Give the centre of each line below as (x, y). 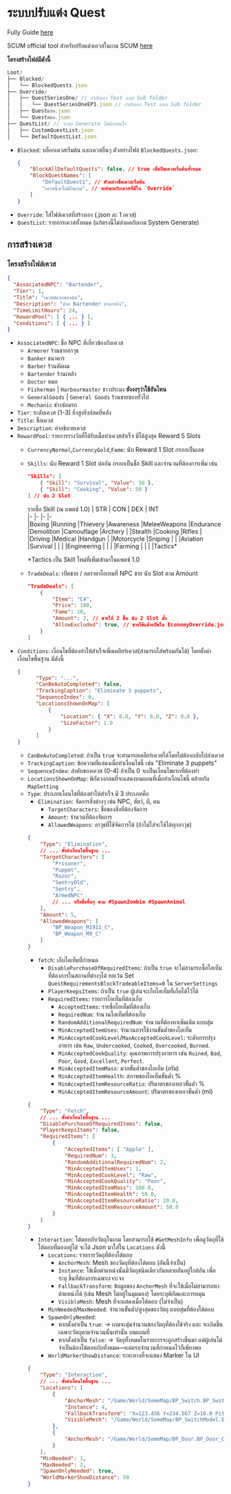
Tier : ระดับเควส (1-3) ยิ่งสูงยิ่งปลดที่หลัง (64, 412)
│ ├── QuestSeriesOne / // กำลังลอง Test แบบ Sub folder (88, 98)
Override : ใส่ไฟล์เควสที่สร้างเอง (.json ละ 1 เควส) (77, 215)
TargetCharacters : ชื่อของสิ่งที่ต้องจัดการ (98, 809)
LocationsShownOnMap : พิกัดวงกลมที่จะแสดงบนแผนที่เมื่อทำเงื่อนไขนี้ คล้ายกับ (118, 779)
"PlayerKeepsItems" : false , (80, 1130)
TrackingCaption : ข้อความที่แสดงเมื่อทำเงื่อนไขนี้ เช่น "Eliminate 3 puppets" (122, 763)
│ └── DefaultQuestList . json (52, 137)
